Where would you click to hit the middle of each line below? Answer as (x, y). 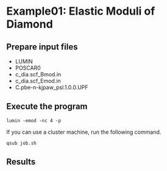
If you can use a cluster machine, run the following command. (84, 132)
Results (21, 162)
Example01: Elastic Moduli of (81, 11)
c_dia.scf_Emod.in (38, 81)
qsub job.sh (21, 143)
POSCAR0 (28, 68)
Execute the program (47, 107)
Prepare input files (42, 47)
